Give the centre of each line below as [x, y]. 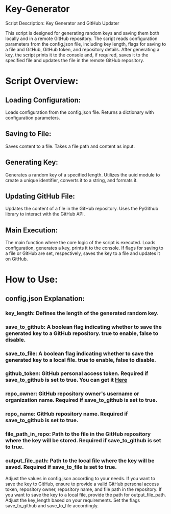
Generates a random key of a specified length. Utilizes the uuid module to [83, 174]
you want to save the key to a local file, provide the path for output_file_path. [86, 495]
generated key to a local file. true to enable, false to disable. [81, 360]
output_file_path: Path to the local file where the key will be [80, 461]
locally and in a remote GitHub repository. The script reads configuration [81, 38]
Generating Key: [32, 162]
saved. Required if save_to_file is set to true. [61, 467]
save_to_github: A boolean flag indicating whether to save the [83, 327]
